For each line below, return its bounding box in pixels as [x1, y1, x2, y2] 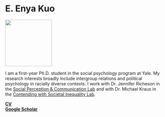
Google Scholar [5, 106, 38, 112]
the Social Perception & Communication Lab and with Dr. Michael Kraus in [5, 86, 157, 92]
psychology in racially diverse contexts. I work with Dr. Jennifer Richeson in [5, 80, 160, 87]
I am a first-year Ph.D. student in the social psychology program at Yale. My [5, 70, 160, 76]
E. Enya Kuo [5, 3, 55, 14]
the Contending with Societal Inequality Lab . [5, 91, 96, 97]
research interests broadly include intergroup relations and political [5, 75, 143, 81]
